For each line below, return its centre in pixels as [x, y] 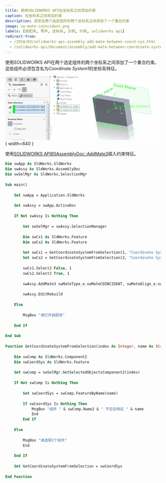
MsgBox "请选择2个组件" [45, 440]
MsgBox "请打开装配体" [44, 315]
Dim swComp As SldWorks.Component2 [51, 357]
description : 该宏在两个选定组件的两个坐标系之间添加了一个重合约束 [67, 21]
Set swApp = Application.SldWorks [49, 195]
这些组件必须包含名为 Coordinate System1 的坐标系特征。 [62, 68]
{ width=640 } [20, 144]
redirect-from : [21, 37]
